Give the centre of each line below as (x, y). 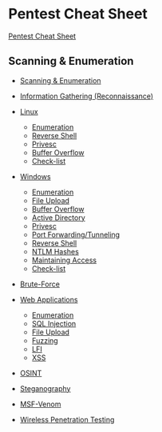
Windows (35, 176)
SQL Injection (54, 323)
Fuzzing (45, 340)
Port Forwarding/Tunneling (76, 234)
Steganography (45, 388)
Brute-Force (40, 284)
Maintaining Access (64, 260)
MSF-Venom (40, 404)
